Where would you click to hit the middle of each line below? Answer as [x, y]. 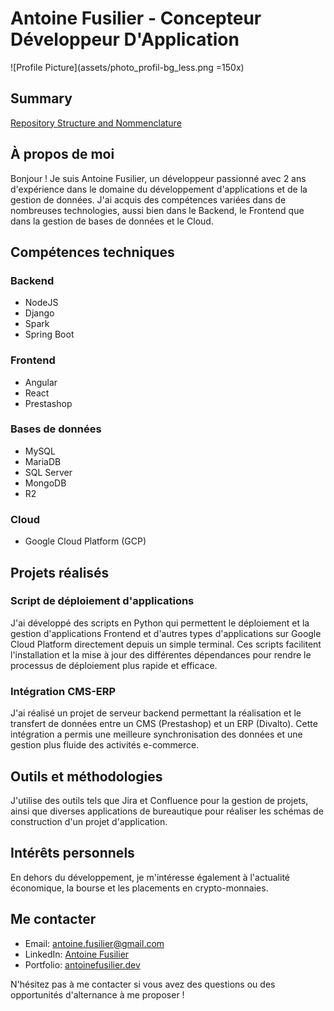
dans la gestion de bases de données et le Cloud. [112, 221]
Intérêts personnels [72, 853]
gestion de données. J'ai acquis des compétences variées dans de [148, 199]
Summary [41, 98]
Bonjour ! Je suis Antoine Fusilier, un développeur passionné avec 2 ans [158, 178]
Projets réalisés [60, 572]
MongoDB [45, 483]
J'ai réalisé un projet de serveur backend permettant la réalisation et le [156, 713]
